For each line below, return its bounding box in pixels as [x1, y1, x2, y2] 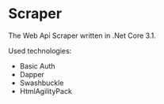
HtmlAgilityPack [19, 86, 73, 95]
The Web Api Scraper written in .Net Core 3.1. [8, 31, 156, 40]
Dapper [19, 69, 45, 79]
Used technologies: [8, 46, 72, 55]
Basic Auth [19, 61, 55, 71]
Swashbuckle [19, 78, 64, 87]
